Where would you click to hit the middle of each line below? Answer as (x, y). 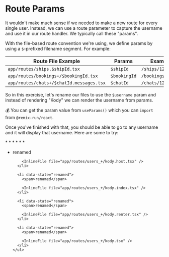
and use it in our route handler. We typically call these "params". (72, 33)
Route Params (35, 9)
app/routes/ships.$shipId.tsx (44, 69)
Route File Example (57, 61)
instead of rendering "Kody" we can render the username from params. (79, 100)
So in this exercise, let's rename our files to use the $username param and (80, 94)
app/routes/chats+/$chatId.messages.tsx (57, 83)
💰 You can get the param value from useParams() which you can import (79, 110)
